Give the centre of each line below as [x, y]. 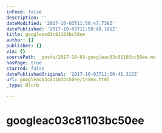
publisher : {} [24, 46]
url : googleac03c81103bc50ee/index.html [58, 80]
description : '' [27, 18]
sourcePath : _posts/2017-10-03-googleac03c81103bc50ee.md [81, 57]
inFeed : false [24, 12]
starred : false [25, 68]
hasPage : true [24, 63]
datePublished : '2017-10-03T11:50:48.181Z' [62, 29]
